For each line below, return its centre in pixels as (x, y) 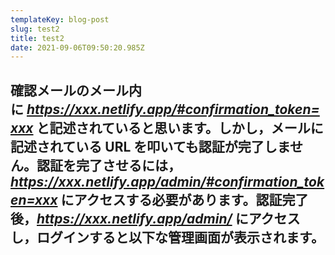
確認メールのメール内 (76, 90)
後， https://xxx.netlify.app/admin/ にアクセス (155, 218)
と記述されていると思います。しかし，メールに (180, 127)
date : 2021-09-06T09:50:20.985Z (77, 47)
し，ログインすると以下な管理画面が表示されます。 (167, 237)
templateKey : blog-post (60, 19)
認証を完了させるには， (109, 165)
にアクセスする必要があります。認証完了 (184, 199)
